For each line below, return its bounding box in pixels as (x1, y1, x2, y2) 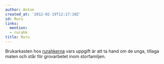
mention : (9, 26, 28, 31)
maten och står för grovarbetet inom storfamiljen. (5, 53, 106, 59)
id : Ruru (5, 16, 23, 21)
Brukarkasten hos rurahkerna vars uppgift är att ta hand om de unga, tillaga (5, 48, 160, 54)
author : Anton (5, 7, 35, 12)
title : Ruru (5, 35, 30, 40)
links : (5, 21, 19, 26)
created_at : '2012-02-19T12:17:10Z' (5, 12, 81, 17)
